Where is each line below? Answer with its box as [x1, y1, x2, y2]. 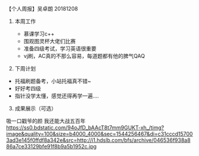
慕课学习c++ [23, 30, 55, 37]
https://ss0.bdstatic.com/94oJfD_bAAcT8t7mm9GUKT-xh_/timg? [6, 124, 165, 131]
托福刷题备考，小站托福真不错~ [14, 77, 92, 84]
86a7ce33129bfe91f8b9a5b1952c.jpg [6, 143, 97, 149]
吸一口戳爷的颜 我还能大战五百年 [6, 118, 86, 124]
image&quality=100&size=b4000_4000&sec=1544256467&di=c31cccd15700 [6, 131, 193, 137]
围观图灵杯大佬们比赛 [23, 38, 76, 44]
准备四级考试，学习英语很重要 [23, 45, 97, 52]
